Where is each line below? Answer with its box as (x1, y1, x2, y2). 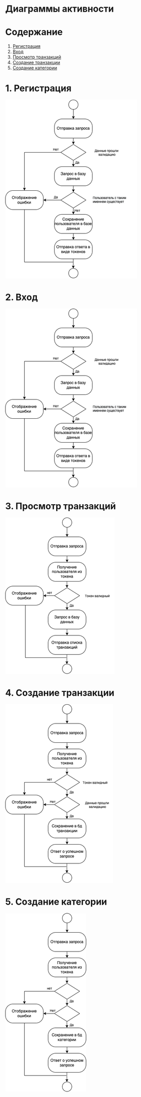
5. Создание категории (5, 896, 107, 908)
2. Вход (5, 292, 38, 303)
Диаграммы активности (5, 3, 114, 15)
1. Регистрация (5, 82, 72, 94)
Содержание (5, 26, 63, 38)
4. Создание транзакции (5, 687, 115, 699)
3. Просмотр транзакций (5, 501, 116, 512)
